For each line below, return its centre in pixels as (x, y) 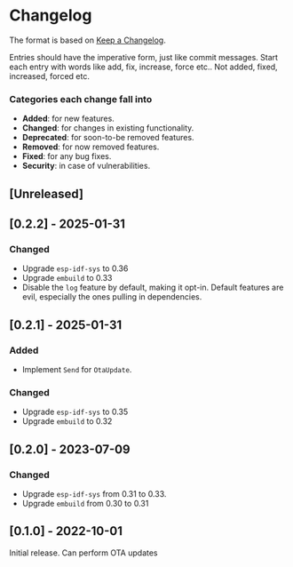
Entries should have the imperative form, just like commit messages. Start (143, 57)
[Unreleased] (47, 193)
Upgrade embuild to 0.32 (67, 421)
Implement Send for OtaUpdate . (77, 369)
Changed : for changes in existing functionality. (108, 128)
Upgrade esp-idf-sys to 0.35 (75, 412)
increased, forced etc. (50, 76)
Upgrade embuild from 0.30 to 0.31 (85, 503)
